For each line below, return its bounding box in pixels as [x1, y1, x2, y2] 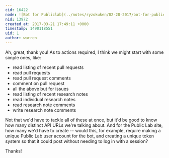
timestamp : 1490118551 [5, 26, 53, 31]
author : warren [5, 36, 37, 41]
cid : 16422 [5, 7, 28, 13]
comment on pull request [12, 80, 65, 86]
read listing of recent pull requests [12, 64, 84, 70]
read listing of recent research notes [12, 91, 88, 97]
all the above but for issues [12, 86, 69, 92]
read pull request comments [12, 75, 71, 81]
